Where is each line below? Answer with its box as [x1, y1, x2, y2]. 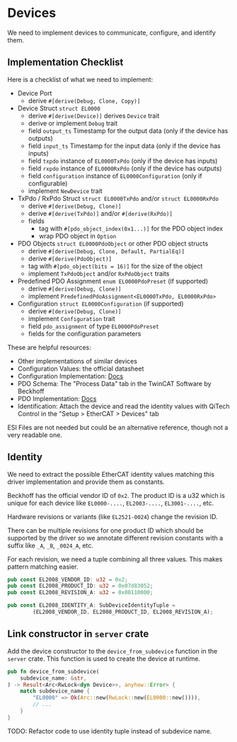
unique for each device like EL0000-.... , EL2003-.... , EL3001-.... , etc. [7, 499, 214, 507]
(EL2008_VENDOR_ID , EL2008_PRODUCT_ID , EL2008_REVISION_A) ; [33, 608, 214, 616]
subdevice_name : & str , [20, 674, 87, 682]
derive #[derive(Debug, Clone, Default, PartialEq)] [28, 246, 185, 255]
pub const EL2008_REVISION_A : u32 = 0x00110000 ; [7, 589, 154, 596]
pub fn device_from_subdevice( [7, 668, 100, 675]
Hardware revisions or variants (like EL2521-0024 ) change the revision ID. [7, 512, 218, 521]
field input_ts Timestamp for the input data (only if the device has [28, 141, 221, 150]
